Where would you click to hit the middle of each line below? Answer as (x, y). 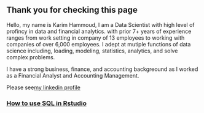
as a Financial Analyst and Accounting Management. (73, 75)
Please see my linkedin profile (44, 87)
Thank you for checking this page (72, 10)
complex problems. (31, 57)
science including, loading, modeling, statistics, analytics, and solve (92, 51)
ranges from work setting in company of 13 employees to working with (96, 38)
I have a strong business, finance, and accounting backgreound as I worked (102, 69)
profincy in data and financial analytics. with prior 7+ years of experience (99, 31)
